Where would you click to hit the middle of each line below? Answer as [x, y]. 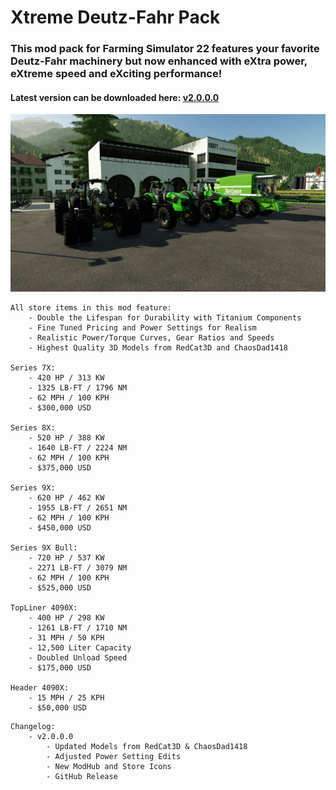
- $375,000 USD [60, 467]
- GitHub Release [82, 776]
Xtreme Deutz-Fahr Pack [115, 17]
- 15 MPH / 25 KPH [66, 697]
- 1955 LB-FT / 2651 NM [78, 507]
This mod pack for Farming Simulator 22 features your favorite [165, 49]
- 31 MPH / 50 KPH [66, 637]
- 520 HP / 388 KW [66, 437]
